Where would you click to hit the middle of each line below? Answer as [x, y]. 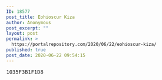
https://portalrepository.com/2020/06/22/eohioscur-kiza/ [84, 45]
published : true [26, 50]
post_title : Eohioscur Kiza [41, 17]
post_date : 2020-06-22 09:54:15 [46, 55]
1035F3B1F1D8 [25, 72]
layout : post [22, 34]
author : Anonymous [29, 22]
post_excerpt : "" [27, 28]
